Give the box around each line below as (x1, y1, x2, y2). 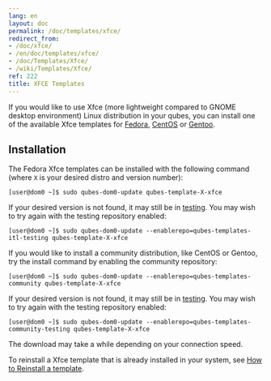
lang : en (8, 11, 38, 20)
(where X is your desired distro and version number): (8, 173, 184, 182)
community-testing (8, 325, 70, 333)
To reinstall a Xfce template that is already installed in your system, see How (8, 355, 263, 365)
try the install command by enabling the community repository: (8, 257, 218, 267)
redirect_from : (8, 34, 60, 43)
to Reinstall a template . (8, 364, 85, 374)
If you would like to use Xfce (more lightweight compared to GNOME (8, 102, 237, 112)
